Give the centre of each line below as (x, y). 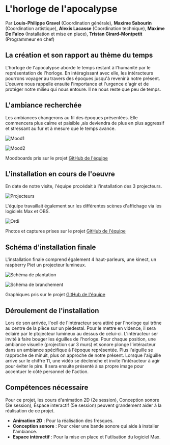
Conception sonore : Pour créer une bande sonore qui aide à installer (86, 426)
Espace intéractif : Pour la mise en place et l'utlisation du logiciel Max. (87, 437)
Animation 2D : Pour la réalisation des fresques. (63, 421)
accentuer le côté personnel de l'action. (47, 372)
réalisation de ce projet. (30, 410)
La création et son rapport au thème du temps (79, 55)
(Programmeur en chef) (30, 39)
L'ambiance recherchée (44, 105)
